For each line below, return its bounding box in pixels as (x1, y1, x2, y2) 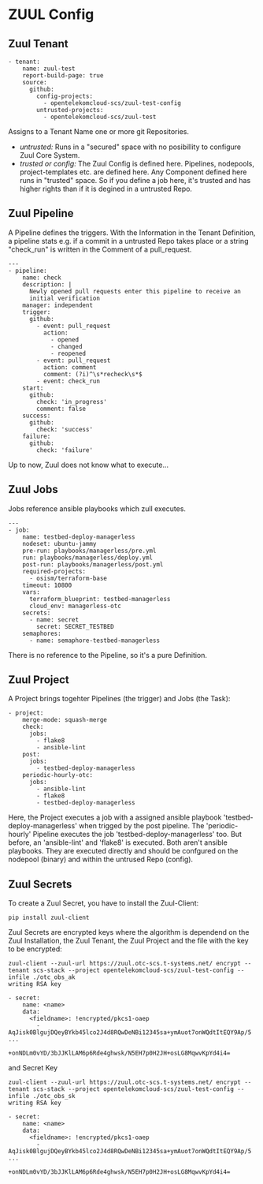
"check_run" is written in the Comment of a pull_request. (8, 245, 192, 254)
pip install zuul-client (8, 913, 90, 922)
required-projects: (22, 567, 87, 575)
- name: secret (28, 615, 80, 624)
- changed (50, 342, 83, 350)
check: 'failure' (36, 446, 93, 454)
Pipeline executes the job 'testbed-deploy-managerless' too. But (32, 830, 243, 839)
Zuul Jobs (8, 483, 58, 496)
